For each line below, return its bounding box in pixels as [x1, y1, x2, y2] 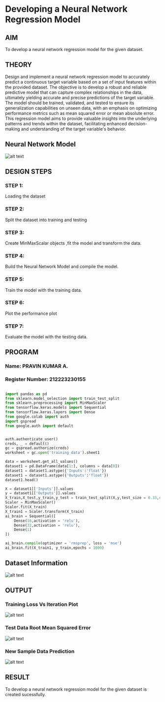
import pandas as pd [5, 392, 48, 396]
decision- [128, 120, 147, 126]
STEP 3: [5, 229, 25, 236]
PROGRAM [5, 348, 39, 357]
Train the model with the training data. [5, 287, 82, 293]
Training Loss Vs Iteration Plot [5, 601, 79, 608]
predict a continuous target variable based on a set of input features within [5, 79, 156, 84]
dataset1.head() [5, 477, 38, 482]
